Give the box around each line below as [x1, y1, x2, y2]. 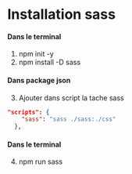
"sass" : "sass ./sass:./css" [21, 115, 116, 123]
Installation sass [7, 5, 116, 24]
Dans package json [7, 75, 71, 85]
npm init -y [18, 49, 54, 59]
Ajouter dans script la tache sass [18, 92, 124, 103]
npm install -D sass [18, 57, 81, 67]
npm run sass [18, 157, 63, 166]
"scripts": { [7, 108, 50, 116]
